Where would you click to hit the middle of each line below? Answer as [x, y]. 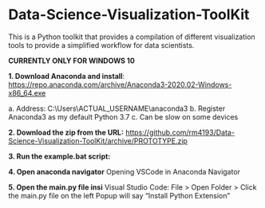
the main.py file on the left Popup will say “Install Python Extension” [119, 195]
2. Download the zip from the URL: [66, 132]
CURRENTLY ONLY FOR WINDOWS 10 [72, 61]
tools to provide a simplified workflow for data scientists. [101, 45]
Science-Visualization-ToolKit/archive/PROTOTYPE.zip [98, 140]
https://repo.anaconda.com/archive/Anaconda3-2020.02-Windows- [120, 84]
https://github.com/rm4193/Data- [180, 132]
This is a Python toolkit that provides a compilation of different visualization [132, 37]
